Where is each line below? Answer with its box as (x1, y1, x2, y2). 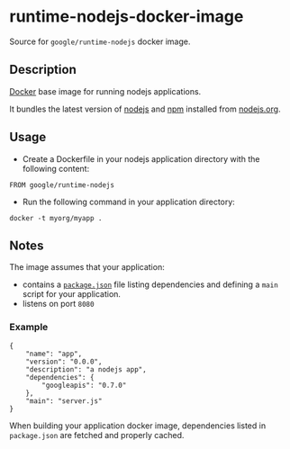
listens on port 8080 (22, 299, 95, 310)
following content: (22, 163, 90, 174)
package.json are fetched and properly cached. (9, 429, 185, 440)
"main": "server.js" (25, 396, 103, 406)
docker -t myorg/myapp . (9, 213, 103, 222)
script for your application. (22, 289, 122, 300)
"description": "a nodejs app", (25, 364, 147, 374)
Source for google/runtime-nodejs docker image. (9, 36, 191, 47)
